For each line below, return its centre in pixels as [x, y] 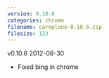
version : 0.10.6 [31, 14]
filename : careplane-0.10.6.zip [54, 27]
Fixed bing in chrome [48, 67]
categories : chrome [36, 20]
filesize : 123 [28, 33]
